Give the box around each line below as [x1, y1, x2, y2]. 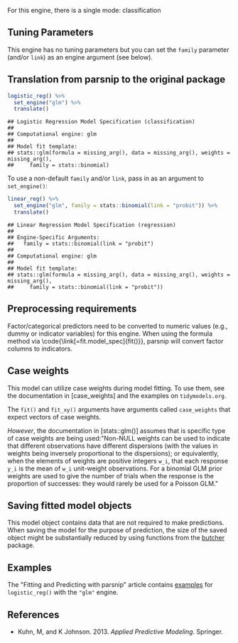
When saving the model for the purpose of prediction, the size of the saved [7, 526, 227, 534]
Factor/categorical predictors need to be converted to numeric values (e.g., [7, 321, 228, 330]
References [7, 608, 60, 620]
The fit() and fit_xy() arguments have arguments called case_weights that [7, 405, 231, 414]
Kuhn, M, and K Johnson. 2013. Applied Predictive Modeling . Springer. [17, 627, 224, 636]
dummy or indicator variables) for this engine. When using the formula [7, 329, 213, 338]
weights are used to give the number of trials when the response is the [7, 471, 215, 480]
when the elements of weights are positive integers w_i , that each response [7, 456, 229, 465]
